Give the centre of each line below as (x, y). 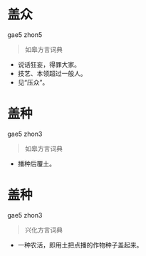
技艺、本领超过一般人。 (52, 73)
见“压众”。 (33, 82)
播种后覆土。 (36, 164)
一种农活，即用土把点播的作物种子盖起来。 (80, 245)
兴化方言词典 (43, 230)
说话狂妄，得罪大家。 (49, 64)
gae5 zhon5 (25, 34)
